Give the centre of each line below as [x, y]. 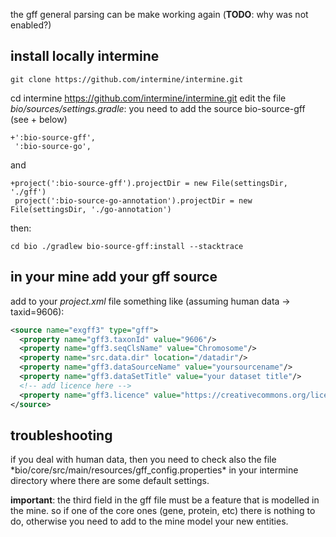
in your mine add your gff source [114, 277]
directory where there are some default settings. [110, 481]
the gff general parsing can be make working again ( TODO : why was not [159, 14]
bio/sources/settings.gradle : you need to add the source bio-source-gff [158, 108]
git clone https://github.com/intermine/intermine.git [127, 79]
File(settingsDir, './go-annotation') [91, 209]
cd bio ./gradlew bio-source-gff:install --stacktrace [127, 246]
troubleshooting [61, 435]
